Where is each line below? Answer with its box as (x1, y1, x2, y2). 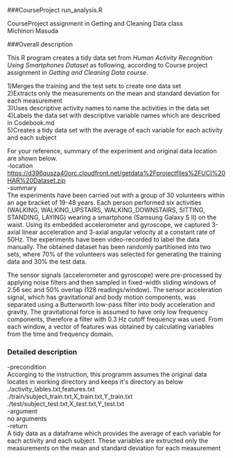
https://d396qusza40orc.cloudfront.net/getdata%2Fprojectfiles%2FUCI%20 (7, 169, 226, 177)
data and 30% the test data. (7, 257, 87, 266)
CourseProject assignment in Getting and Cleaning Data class (7, 19, 184, 27)
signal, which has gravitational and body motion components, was (7, 293, 196, 301)
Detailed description (7, 347, 78, 357)
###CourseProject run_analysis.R (7, 6, 103, 14)
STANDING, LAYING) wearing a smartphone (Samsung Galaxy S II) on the (7, 213, 217, 221)
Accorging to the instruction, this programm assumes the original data (7, 371, 207, 379)
